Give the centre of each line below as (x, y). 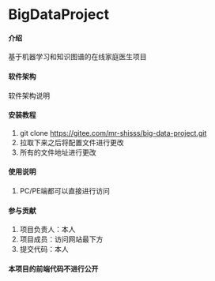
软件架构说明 (29, 96)
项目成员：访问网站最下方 (61, 239)
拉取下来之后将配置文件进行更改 (72, 142)
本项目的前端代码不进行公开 (53, 268)
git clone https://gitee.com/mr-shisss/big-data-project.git (113, 133)
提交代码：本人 (44, 249)
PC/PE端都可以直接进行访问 (65, 191)
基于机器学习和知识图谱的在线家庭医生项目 (77, 57)
